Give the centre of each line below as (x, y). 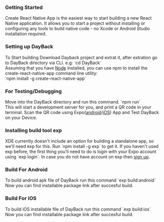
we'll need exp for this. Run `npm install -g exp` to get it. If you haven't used (82, 147)
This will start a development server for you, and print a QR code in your (78, 107)
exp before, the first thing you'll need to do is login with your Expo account (81, 151)
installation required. (26, 34)
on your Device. (21, 117)
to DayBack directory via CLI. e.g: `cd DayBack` (53, 63)
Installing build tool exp (34, 130)
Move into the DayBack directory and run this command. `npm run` (73, 102)
